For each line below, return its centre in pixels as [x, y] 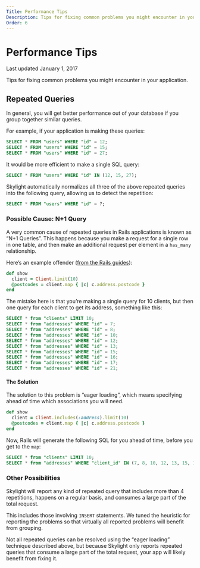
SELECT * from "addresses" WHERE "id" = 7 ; [61, 324]
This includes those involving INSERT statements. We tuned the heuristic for [98, 515]
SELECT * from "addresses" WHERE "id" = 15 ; [62, 352]
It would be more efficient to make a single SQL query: [73, 164]
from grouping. [24, 528]
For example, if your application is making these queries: [75, 131]
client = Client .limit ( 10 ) [45, 279]
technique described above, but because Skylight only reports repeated [94, 545]
